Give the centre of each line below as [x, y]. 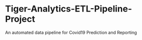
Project [20, 19]
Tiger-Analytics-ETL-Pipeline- [69, 9]
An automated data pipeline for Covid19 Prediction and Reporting [71, 32]
